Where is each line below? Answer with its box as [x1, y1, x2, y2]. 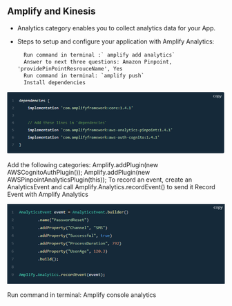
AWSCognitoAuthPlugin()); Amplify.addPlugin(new [7, 169, 151, 177]
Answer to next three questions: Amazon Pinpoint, [23, 58, 173, 65]
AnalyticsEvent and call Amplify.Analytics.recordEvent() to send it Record [7, 183, 215, 191]
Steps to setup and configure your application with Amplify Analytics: [17, 37, 215, 46]
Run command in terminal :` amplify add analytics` [23, 51, 175, 58]
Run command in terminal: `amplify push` [23, 72, 145, 79]
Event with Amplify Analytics [7, 190, 88, 199]
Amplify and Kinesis [7, 6, 96, 17]
